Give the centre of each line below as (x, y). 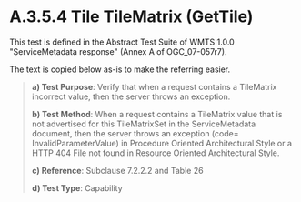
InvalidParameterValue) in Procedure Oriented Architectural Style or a (162, 143)
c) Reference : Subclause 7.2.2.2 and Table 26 (117, 170)
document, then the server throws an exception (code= (135, 133)
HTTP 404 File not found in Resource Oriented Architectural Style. (156, 153)
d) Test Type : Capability (77, 187)
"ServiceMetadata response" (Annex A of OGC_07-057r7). (118, 51)
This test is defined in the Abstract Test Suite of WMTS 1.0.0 (122, 42)
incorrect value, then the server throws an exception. (131, 96)
